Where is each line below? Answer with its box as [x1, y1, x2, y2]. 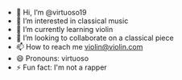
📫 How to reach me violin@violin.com [15, 42, 143, 51]
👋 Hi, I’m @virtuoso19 [15, 8, 87, 17]
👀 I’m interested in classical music [15, 16, 129, 26]
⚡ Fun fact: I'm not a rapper [15, 62, 107, 72]
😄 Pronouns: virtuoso [15, 54, 89, 63]
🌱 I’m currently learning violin [15, 25, 114, 34]
